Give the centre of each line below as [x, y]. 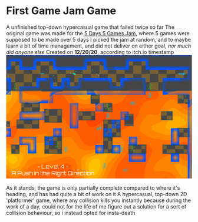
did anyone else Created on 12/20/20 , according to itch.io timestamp [90, 52]
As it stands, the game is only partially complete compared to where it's [93, 188]
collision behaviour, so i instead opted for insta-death [71, 213]
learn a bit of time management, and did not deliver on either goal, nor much [99, 46]
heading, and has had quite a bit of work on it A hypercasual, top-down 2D [97, 194]
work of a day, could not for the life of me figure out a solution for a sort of [96, 207]
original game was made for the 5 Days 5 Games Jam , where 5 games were [98, 33]
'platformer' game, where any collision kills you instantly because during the [99, 200]
